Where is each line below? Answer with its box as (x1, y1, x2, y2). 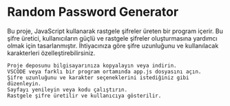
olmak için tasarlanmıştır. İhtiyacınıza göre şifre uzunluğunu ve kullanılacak (7, 41, 219, 50)
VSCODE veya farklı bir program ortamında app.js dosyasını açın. (7, 68, 202, 75)
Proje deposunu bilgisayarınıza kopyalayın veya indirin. (7, 62, 177, 69)
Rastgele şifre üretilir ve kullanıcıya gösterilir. (7, 92, 162, 99)
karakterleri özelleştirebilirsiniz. (7, 49, 96, 57)
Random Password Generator (7, 4, 179, 20)
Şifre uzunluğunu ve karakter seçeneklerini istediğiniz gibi (7, 74, 189, 81)
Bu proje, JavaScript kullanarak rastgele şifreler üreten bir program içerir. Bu (7, 27, 224, 35)
